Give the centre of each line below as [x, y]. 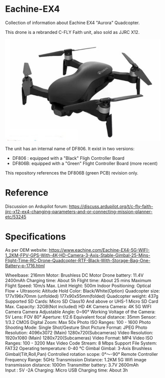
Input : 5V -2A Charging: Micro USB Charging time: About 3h [66, 370]
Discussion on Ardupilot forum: [36, 206]
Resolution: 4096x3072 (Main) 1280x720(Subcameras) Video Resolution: [79, 333]
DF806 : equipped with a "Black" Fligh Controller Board [68, 158]
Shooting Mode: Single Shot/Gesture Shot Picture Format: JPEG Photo [76, 327]
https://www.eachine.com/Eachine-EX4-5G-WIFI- [99, 250]
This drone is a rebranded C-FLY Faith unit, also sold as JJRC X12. [72, 32]
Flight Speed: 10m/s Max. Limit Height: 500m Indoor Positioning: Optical [78, 286]
